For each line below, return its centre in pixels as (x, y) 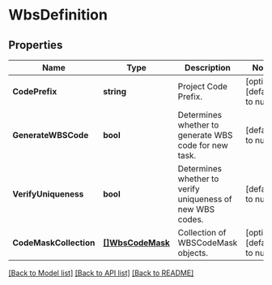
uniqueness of (205, 199)
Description (208, 68)
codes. (191, 219)
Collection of (202, 233)
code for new (203, 145)
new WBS (196, 209)
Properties (36, 45)
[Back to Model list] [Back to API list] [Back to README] (101, 273)
